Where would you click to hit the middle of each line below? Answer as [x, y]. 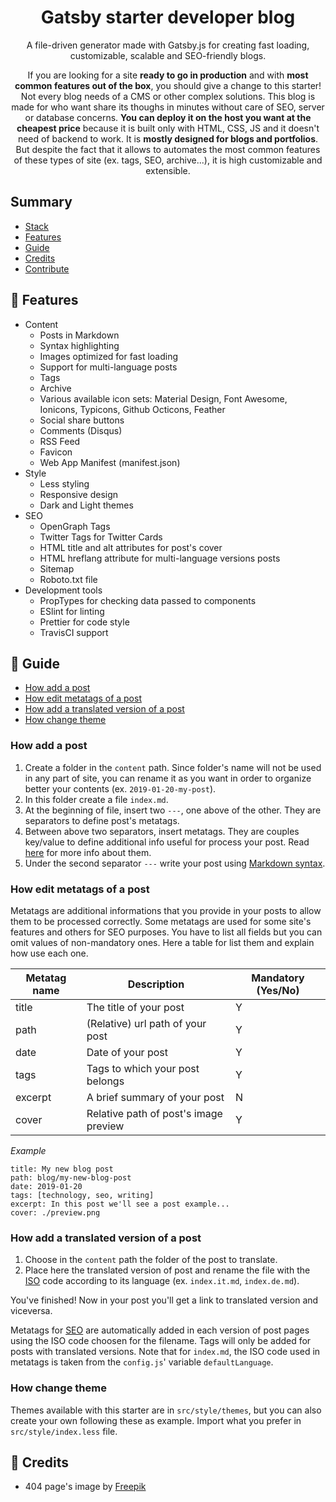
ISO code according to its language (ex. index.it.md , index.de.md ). [162, 1281]
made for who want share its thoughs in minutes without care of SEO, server [168, 107]
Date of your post [127, 1052]
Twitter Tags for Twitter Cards [101, 537]
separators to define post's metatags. [102, 820]
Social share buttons [82, 420]
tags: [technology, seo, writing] [82, 1195]
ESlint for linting [72, 611]
